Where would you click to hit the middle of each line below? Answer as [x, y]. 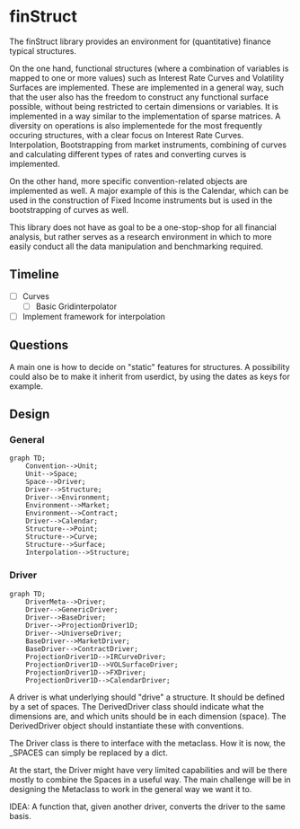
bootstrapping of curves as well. [69, 209]
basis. [20, 816]
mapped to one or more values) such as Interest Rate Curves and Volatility [147, 77]
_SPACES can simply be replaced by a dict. [88, 753]
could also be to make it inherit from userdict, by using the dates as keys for [150, 376]
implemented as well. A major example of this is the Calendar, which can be [149, 190]
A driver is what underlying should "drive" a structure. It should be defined [147, 697]
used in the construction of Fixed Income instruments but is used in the [141, 200]
